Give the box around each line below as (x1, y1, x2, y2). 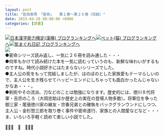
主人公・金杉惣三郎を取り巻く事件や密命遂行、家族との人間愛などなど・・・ (5, 108, 160, 114)
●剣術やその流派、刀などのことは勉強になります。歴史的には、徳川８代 (5, 89, 151, 95)
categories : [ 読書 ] (5, 21, 44, 26)
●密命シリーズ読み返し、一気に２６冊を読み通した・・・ (5, 52, 121, 58)
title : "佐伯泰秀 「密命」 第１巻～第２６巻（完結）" (5, 12, 106, 17)
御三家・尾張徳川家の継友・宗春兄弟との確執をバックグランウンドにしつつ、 (5, 101, 160, 107)
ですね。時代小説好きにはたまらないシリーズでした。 (9, 65, 117, 70)
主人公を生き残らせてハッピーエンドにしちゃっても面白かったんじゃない (13, 77, 160, 83)
